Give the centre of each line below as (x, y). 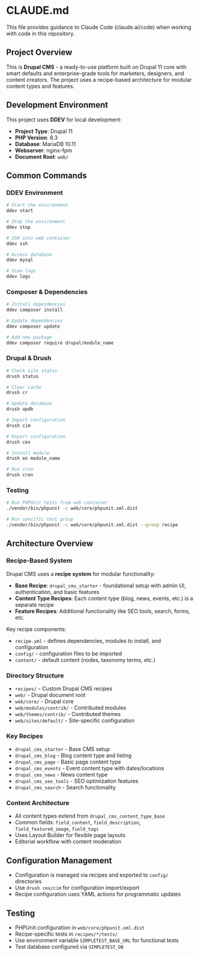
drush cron (20, 475)
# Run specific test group (40, 519)
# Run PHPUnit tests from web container (58, 503)
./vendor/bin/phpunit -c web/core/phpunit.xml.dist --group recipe (92, 525)
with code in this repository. (40, 33)
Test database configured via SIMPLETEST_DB (69, 947)
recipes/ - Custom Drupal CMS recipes (64, 688)
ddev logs (19, 277)
